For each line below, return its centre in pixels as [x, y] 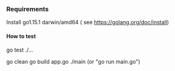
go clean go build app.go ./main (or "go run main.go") [74, 61]
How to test [21, 36]
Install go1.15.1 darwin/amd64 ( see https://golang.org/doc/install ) [87, 22]
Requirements [28, 9]
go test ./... [20, 50]
